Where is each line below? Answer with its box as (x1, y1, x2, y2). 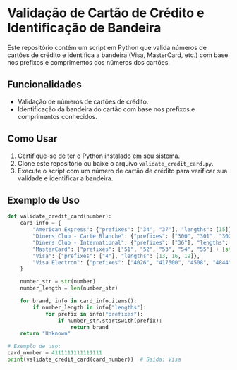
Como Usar (7, 132, 58, 145)
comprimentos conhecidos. (17, 112, 97, 121)
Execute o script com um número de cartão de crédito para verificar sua (17, 166, 228, 175)
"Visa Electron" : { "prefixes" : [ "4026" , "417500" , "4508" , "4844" (32, 259, 232, 266)
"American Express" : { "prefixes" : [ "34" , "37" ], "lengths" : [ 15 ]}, (32, 226, 235, 233)
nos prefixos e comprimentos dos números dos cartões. (7, 58, 171, 66)
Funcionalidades (7, 79, 83, 91)
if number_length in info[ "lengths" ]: (32, 304, 147, 311)
